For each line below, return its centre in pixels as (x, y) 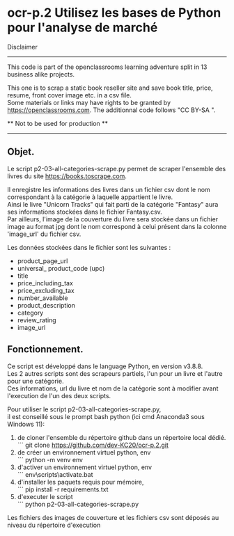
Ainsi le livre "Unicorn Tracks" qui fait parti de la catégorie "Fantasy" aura (113, 204)
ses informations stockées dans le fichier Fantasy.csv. (85, 212)
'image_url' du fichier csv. (44, 234)
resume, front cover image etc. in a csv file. (70, 95)
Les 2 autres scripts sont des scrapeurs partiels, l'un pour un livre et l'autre (115, 373)
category (30, 313)
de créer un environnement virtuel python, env (84, 452)
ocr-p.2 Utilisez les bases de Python (114, 13)
